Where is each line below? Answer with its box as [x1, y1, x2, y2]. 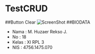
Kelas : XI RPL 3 [12, 39, 45, 45]
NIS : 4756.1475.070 [12, 44, 53, 50]
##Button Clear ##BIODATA [5, 19, 91, 25]
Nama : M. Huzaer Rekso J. [12, 28, 68, 34]
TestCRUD [5, 3, 48, 14]
